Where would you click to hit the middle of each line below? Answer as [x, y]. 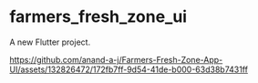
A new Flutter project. [50, 42]
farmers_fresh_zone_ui [98, 17]
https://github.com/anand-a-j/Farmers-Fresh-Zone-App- [116, 59]
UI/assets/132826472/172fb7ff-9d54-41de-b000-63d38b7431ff [129, 69]
